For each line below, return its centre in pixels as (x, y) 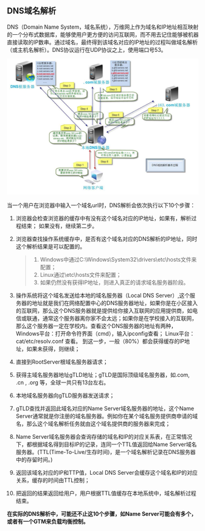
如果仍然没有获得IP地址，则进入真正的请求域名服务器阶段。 (114, 282)
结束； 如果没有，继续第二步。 (59, 226)
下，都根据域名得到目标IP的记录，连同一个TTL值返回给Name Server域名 (106, 444)
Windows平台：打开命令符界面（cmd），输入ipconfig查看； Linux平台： (105, 334)
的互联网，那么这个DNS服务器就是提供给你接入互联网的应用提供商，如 (104, 311)
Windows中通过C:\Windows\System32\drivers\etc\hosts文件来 (118, 260)
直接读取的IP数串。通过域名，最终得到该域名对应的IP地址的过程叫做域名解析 (102, 42)
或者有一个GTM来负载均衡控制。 (48, 522)
